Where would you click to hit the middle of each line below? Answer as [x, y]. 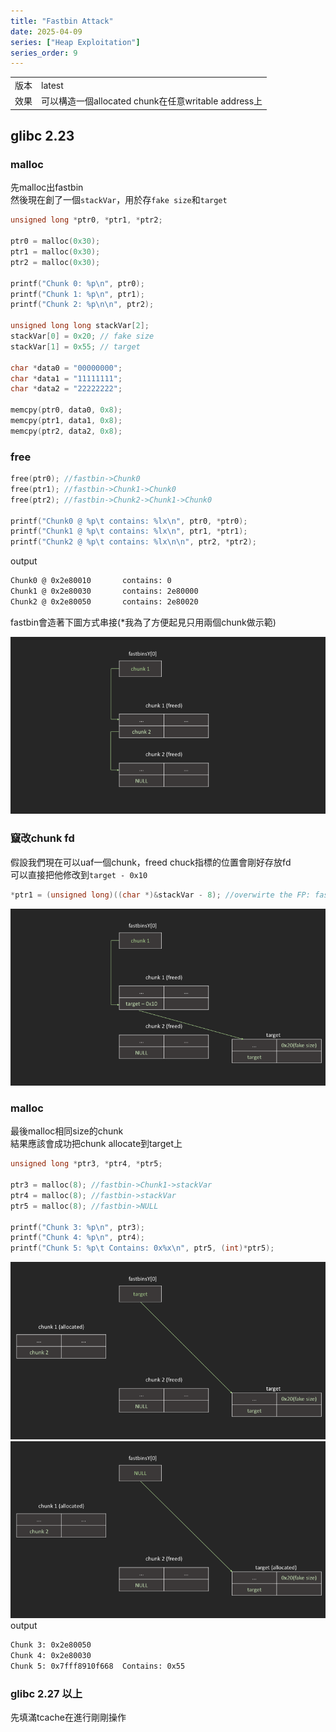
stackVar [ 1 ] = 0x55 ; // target [75, 346]
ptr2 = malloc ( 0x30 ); [55, 262]
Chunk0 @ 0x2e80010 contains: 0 [91, 581]
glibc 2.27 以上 [46, 1693]
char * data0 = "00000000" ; [66, 368]
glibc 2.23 [42, 136]
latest [52, 85]
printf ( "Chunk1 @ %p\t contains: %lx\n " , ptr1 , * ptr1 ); [129, 531]
